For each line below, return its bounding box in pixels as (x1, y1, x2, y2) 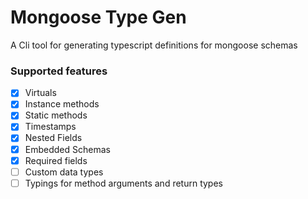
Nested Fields (24, 132, 83, 144)
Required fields (24, 154, 88, 166)
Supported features (10, 64, 108, 78)
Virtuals (24, 87, 57, 99)
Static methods (24, 109, 88, 121)
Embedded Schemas (24, 143, 111, 155)
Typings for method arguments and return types (24, 177, 223, 189)
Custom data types (24, 166, 104, 178)
